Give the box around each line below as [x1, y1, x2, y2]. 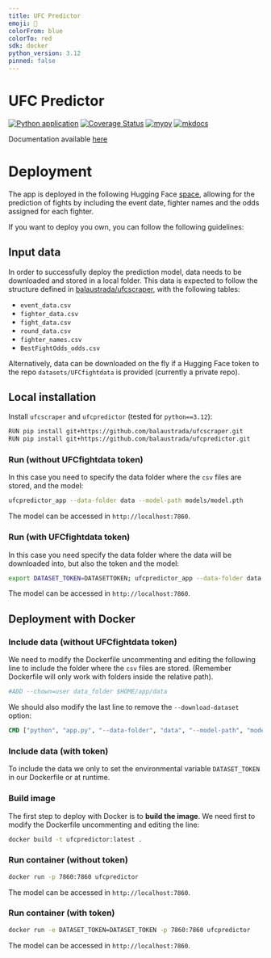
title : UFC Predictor [8, 11, 81, 20]
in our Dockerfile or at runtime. [8, 773, 110, 783]
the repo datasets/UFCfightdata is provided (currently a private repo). [8, 367, 240, 377]
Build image [8, 793, 56, 804]
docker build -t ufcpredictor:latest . [8, 835, 143, 843]
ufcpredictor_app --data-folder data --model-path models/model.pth [8, 496, 244, 505]
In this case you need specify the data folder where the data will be [8, 550, 232, 559]
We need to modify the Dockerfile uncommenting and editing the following [8, 655, 256, 665]
